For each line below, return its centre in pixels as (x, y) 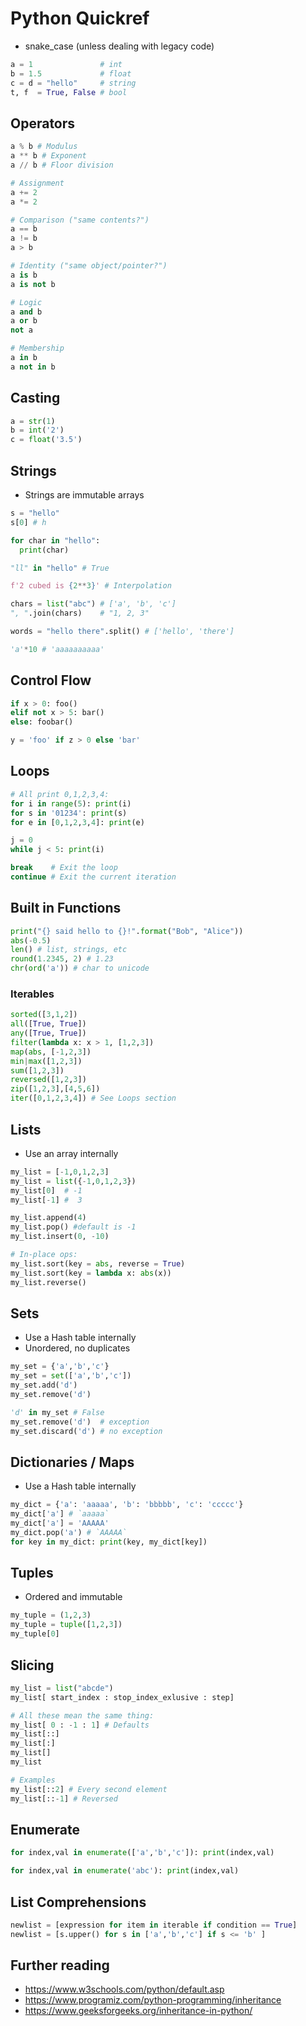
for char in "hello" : (55, 540)
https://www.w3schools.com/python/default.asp (124, 1989)
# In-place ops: (44, 1255)
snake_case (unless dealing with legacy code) (119, 46)
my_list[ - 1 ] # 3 (46, 1200)
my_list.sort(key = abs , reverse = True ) (98, 1263)
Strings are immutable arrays (84, 495)
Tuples (32, 1573)
